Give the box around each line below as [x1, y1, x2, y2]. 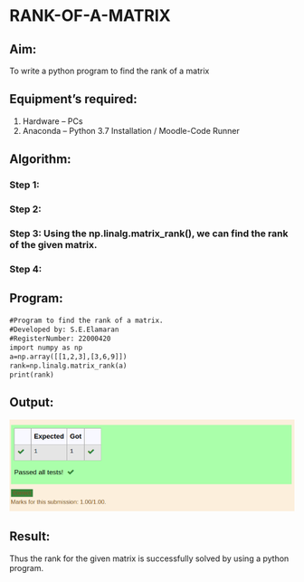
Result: [9, 529, 51, 544]
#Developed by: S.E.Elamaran [9, 325, 119, 334]
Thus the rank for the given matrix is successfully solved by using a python [9, 553, 290, 564]
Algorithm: [9, 151, 71, 167]
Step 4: [9, 262, 43, 275]
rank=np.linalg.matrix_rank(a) [9, 361, 128, 370]
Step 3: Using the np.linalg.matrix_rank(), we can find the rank [9, 227, 289, 240]
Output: [9, 395, 54, 410]
